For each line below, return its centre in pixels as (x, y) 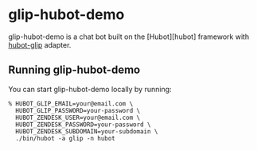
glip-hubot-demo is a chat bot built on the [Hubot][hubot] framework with (129, 37)
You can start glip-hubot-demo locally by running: (90, 89)
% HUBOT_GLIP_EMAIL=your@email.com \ (71, 104)
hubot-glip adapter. (40, 44)
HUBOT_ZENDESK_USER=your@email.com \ (78, 117)
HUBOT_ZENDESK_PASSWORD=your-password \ (83, 125)
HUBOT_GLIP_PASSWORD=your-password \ (78, 110)
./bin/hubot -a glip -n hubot (65, 138)
